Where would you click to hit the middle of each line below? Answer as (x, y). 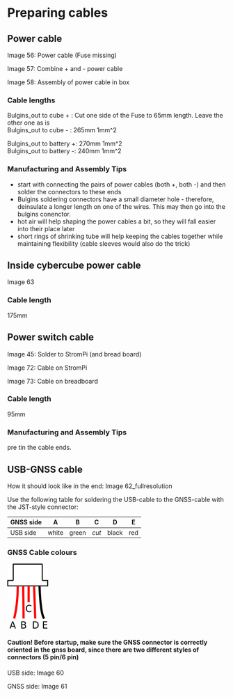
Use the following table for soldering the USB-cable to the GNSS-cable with (115, 499)
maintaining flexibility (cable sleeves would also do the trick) (104, 243)
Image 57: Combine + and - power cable (65, 69)
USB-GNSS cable (45, 469)
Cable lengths (31, 100)
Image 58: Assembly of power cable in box (69, 82)
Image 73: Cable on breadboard (53, 381)
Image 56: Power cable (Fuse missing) (62, 55)
